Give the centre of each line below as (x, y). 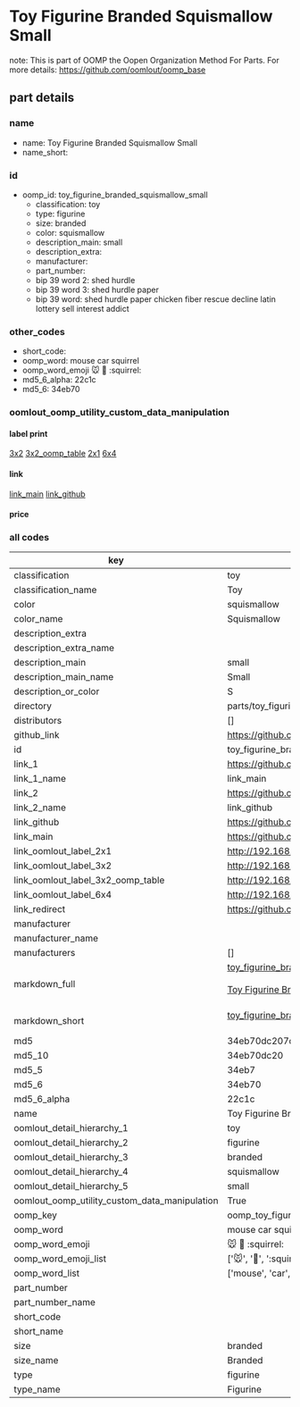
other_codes (37, 331)
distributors (38, 721)
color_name (38, 619)
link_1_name (40, 779)
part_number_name (54, 1302)
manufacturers (45, 953)
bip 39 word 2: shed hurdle (85, 280)
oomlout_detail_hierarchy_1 (71, 1128)
